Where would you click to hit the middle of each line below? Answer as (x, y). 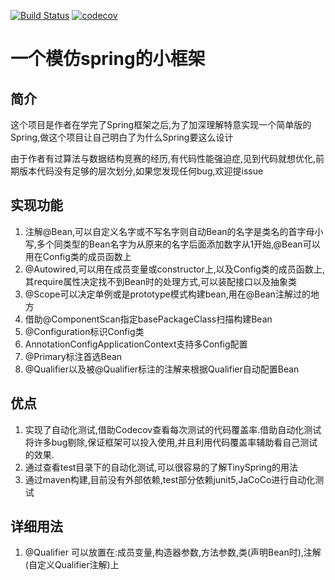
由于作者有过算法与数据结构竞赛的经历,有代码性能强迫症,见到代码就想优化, (163, 158)
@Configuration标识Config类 (84, 331)
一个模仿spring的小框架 (108, 59)
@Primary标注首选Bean (73, 356)
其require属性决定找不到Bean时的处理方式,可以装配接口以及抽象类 (161, 281)
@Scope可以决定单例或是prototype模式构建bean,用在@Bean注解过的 (167, 294)
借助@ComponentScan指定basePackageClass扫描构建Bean (148, 319)
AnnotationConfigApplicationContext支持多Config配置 (136, 344)
